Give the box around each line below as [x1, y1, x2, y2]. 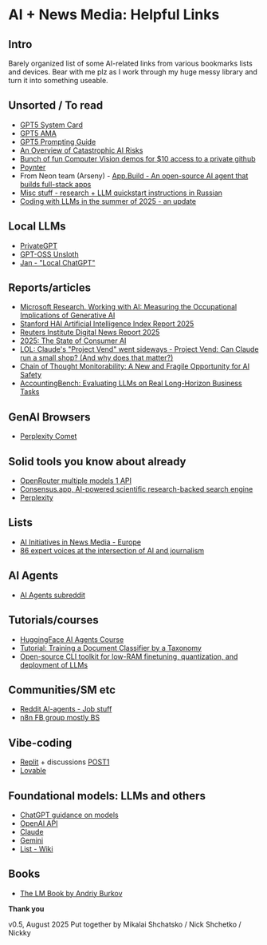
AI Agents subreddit [19, 590, 86, 600]
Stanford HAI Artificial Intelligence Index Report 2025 [19, 319, 194, 329]
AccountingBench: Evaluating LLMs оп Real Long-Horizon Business [19, 378, 242, 389]
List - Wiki [19, 843, 53, 853]
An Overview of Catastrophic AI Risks [19, 146, 143, 155]
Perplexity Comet [19, 432, 77, 441]
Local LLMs [8, 220, 66, 233]
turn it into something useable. [8, 76, 109, 85]
